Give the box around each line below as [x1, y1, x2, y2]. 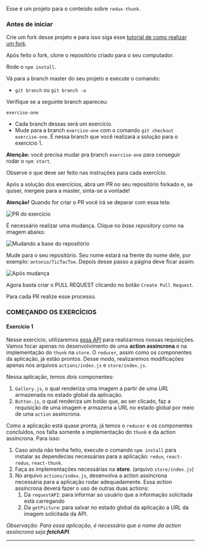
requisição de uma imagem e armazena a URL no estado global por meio [14, 404, 194, 411]
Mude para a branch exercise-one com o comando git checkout [14, 127, 174, 134]
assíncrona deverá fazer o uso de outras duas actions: [14, 485, 150, 492]
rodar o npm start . [6, 157, 51, 165]
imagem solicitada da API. [23, 510, 88, 518]
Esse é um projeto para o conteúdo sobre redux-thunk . [6, 5, 141, 12]
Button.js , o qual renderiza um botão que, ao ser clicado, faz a [14, 397, 171, 405]
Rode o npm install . [6, 63, 56, 71]
